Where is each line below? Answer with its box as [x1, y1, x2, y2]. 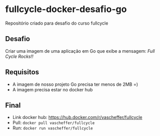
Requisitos [5, 68, 39, 76]
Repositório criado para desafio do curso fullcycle [5, 20, 109, 26]
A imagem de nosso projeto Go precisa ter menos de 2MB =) [12, 81, 138, 87]
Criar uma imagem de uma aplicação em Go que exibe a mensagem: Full [5, 48, 155, 54]
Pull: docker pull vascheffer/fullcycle [12, 119, 95, 126]
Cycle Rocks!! [5, 53, 34, 59]
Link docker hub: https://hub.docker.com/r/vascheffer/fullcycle [12, 114, 142, 120]
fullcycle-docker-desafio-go [5, 4, 127, 15]
